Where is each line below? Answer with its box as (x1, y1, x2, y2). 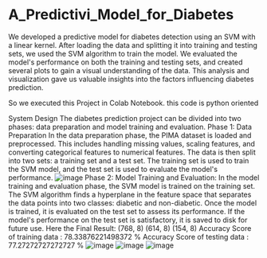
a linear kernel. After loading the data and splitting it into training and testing (8, 40, 257, 49)
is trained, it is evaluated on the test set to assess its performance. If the (8, 206, 245, 216)
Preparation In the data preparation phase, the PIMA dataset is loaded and (8, 130, 252, 140)
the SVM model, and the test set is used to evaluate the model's (8, 164, 218, 174)
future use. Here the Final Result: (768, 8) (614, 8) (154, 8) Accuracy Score (8, 223, 252, 233)
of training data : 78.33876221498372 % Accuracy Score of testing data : (8, 232, 249, 241)
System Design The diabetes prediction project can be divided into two (8, 113, 241, 123)
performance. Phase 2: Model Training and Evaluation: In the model (8, 173, 260, 182)
